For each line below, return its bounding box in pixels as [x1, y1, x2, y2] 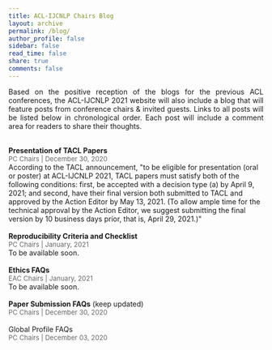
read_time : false [8, 49, 67, 58]
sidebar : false [8, 42, 60, 50]
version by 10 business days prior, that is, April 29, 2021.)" [8, 214, 202, 224]
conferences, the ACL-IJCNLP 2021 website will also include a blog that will [8, 95, 264, 105]
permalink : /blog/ [8, 27, 70, 35]
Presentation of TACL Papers [8, 145, 108, 155]
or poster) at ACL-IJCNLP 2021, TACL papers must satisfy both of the [8, 171, 240, 181]
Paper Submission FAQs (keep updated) [8, 299, 144, 309]
